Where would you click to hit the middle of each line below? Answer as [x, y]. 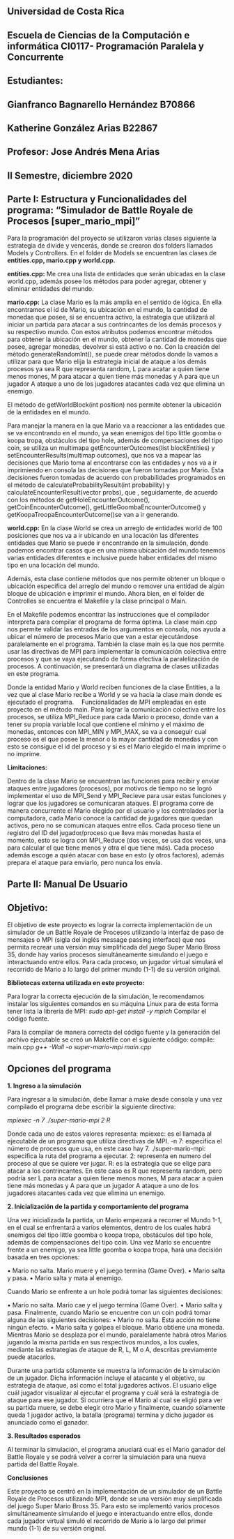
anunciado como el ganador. [48, 1422]
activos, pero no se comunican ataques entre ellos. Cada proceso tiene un [114, 825]
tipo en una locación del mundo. [53, 565]
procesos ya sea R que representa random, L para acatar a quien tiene [109, 368]
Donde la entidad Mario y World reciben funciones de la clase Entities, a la [114, 687]
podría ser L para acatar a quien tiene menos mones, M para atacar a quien [116, 1178]
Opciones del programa [59, 1069]
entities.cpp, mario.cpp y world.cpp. [61, 260]
